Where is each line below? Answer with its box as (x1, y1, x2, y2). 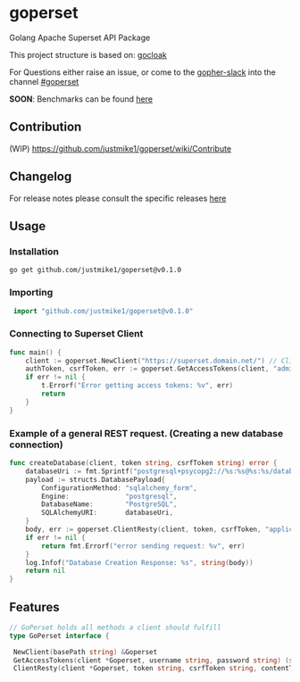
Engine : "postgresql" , (41, 492, 178, 501)
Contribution (9, 120, 82, 135)
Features (9, 599, 60, 614)
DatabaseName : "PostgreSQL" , (41, 500, 178, 509)
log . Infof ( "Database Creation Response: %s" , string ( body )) (25, 558, 254, 567)
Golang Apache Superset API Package (9, 32, 151, 43)
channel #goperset (9, 76, 79, 87)
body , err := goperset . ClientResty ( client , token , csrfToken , (25, 525, 262, 534)
